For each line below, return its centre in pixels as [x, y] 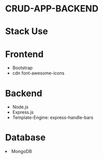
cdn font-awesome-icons [38, 73]
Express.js [23, 112]
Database [25, 138]
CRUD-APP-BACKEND [52, 9]
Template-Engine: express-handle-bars [53, 118]
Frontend [24, 54]
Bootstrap [22, 68]
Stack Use [27, 32]
